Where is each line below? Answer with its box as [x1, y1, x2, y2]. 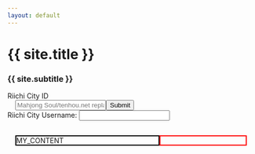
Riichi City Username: [7, 111, 78, 120]
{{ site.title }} [7, 45, 95, 63]
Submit [110, 101, 131, 110]
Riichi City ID [7, 91, 49, 101]
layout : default [7, 11, 60, 20]
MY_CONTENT [16, 136, 64, 145]
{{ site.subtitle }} [7, 73, 74, 84]
